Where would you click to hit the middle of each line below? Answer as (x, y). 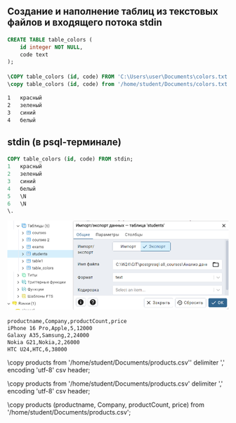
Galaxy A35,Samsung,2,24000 (48, 335)
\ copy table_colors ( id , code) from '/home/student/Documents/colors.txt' (119, 84)
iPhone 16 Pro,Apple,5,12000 (50, 328)
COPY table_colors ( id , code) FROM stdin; (70, 159)
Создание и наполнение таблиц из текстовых (113, 12)
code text (34, 55)
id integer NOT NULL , (51, 47)
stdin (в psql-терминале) (64, 142)
